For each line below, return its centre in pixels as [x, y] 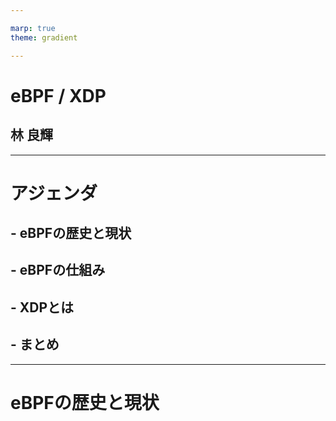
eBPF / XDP [58, 95]
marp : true [33, 28]
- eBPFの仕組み [58, 270]
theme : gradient [44, 37]
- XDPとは [42, 307]
